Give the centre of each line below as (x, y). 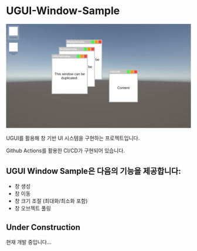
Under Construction (43, 227)
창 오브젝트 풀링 (33, 208)
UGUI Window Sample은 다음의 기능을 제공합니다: (94, 171)
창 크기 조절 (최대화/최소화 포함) (51, 201)
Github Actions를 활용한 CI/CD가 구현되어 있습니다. (65, 150)
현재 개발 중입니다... (29, 242)
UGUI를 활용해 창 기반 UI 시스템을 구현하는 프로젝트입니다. (73, 138)
